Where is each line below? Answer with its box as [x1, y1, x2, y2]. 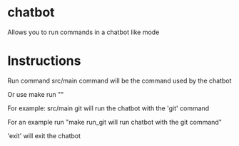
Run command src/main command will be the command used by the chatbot [7, 76, 232, 85]
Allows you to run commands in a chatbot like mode [7, 28, 160, 36]
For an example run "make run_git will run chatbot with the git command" [7, 118, 223, 126]
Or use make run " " [7, 90, 64, 98]
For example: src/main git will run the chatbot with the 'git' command [7, 104, 210, 113]
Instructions [7, 53, 81, 69]
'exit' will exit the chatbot [7, 131, 81, 140]
